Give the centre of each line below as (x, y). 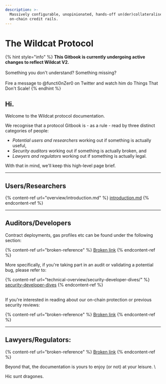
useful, (19, 146)
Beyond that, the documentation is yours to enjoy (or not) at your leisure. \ (80, 367)
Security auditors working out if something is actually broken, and (79, 151)
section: (13, 240)
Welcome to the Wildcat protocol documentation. (55, 116)
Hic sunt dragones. (24, 376)
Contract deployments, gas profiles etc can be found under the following (79, 235)
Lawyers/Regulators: (38, 340)
